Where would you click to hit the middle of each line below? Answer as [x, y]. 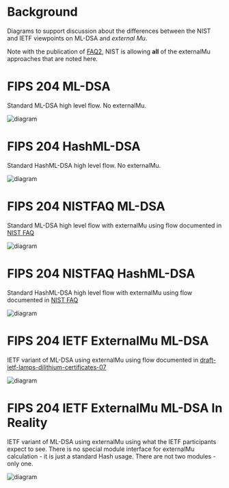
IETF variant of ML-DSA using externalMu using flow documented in [103, 360]
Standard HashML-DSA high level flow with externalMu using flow [100, 293]
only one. [20, 463]
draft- [208, 360]
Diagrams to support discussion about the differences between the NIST [109, 31]
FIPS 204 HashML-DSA [74, 146]
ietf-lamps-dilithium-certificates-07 [57, 367]
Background [42, 12]
